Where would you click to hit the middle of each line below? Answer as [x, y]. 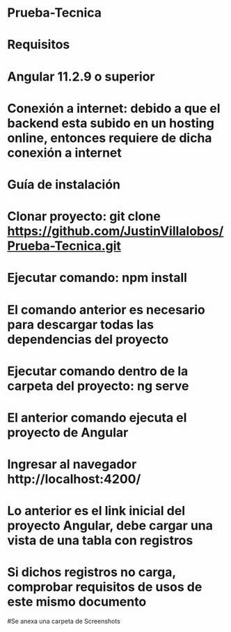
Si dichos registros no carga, [91, 572]
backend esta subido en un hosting [111, 123]
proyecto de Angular [68, 432]
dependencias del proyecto [88, 339]
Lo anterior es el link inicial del [96, 511]
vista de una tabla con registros [100, 540]
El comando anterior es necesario [106, 309]
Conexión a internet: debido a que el [114, 108]
